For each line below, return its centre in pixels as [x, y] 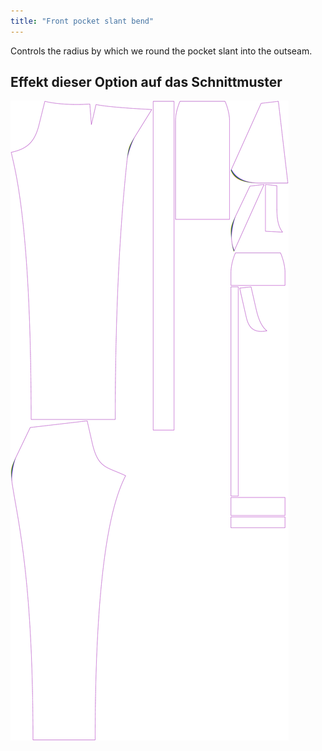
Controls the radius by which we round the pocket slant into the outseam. [161, 51]
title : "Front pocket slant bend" [82, 21]
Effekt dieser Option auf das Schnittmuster [146, 82]
